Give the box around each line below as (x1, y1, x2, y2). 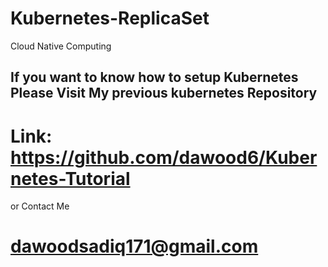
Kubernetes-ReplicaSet (10, 7, 210, 30)
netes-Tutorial (10, 167, 131, 190)
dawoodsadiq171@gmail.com (10, 235, 259, 258)
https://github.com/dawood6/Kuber (10, 146, 318, 169)
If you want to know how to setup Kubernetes (10, 69, 299, 86)
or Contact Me (10, 200, 70, 212)
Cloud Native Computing (10, 40, 112, 52)
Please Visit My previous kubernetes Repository (10, 85, 318, 102)
